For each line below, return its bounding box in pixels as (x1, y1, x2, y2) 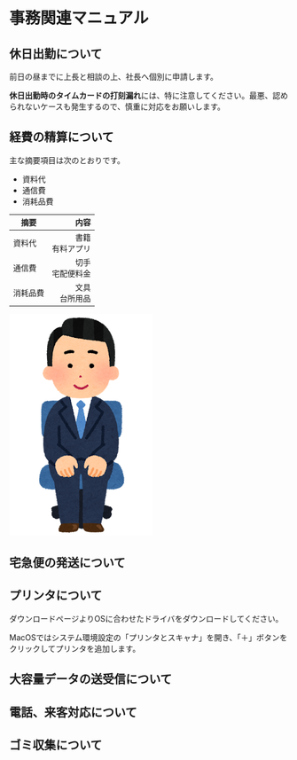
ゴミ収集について (9, 737, 103, 752)
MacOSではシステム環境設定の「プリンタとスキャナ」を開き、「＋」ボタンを (9, 631, 288, 643)
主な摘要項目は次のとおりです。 (9, 154, 126, 165)
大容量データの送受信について (9, 671, 173, 687)
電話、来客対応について (9, 704, 137, 719)
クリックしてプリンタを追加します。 (9, 643, 141, 654)
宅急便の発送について (9, 555, 126, 570)
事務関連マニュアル (9, 8, 149, 28)
